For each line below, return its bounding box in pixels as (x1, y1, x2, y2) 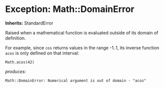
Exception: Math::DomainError (5, 3, 134, 15)
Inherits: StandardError (5, 20, 53, 26)
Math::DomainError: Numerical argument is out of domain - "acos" (5, 78, 146, 83)
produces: (5, 68, 26, 74)
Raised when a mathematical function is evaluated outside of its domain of (5, 29, 158, 35)
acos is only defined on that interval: (5, 50, 79, 56)
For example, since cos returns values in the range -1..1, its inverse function (5, 44, 159, 50)
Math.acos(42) (5, 59, 35, 64)
